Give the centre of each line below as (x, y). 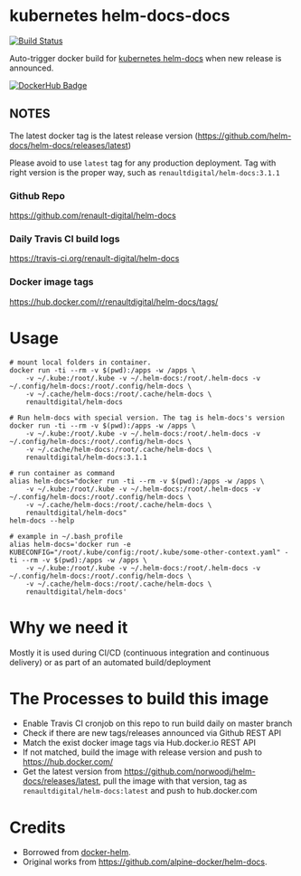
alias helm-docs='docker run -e (70, 544)
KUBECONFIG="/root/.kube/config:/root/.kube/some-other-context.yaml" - (149, 552)
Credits (38, 827)
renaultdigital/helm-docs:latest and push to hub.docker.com (140, 791)
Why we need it (69, 627)
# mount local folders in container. (80, 363)
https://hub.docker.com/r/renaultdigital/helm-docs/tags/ (114, 301)
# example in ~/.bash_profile (66, 536)
